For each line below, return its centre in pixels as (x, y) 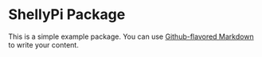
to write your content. (44, 44)
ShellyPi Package (67, 15)
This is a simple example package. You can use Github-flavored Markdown (131, 36)
